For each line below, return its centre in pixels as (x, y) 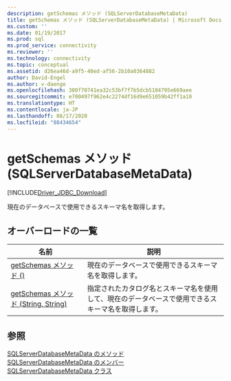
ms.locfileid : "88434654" (44, 122)
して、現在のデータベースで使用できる (148, 299)
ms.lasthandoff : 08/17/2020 (47, 116)
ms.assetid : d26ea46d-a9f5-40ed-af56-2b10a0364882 (81, 71)
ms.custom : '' (27, 26)
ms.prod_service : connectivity (52, 45)
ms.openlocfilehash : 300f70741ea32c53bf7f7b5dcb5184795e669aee (100, 90)
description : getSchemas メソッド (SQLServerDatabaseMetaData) (97, 13)
